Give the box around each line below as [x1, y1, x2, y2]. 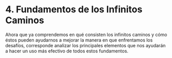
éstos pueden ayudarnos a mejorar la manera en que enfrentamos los [5, 37, 153, 43]
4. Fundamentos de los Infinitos [5, 4, 143, 15]
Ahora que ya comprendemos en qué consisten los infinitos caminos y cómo [5, 31, 168, 37]
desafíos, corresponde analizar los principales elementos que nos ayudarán [5, 42, 166, 48]
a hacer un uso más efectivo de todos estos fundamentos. [5, 48, 128, 54]
